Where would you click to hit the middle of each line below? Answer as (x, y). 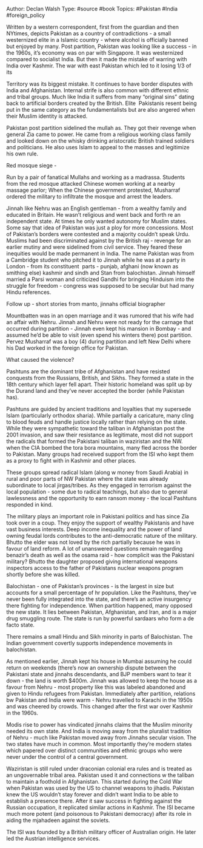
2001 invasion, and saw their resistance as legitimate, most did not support (100, 435)
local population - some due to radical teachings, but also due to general (97, 492)
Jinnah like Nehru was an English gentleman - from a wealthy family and (96, 208)
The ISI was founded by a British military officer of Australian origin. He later (101, 832)
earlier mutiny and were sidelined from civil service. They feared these (95, 247)
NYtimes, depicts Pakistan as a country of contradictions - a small (89, 33)
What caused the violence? (40, 360)
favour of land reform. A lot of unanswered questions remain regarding (95, 548)
